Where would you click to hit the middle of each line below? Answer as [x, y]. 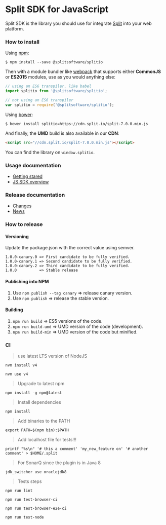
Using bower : [19, 115]
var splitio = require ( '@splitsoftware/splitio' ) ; [60, 105]
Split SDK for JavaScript [57, 9]
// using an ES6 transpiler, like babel [49, 86]
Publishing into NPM [27, 281]
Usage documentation [33, 165]
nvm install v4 [21, 365]
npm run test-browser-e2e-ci [36, 509]
